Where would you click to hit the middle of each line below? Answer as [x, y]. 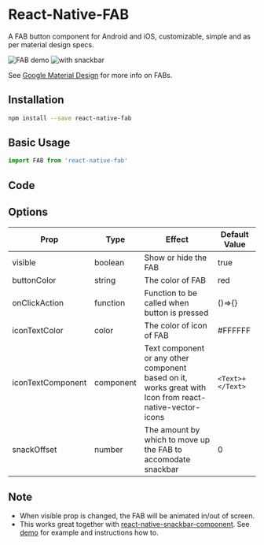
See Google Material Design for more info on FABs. [90, 75]
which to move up [177, 439]
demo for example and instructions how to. [89, 532]
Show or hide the [176, 258]
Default [235, 234]
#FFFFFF [234, 330]
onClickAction [38, 302]
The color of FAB [175, 280]
